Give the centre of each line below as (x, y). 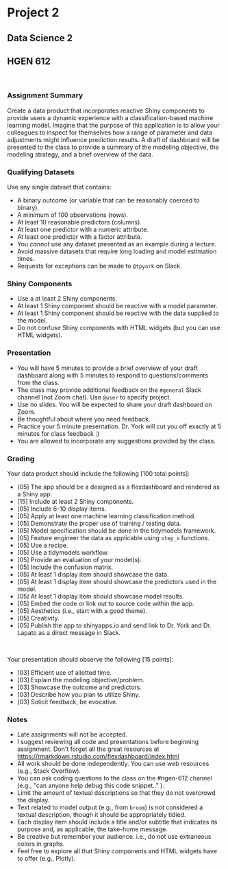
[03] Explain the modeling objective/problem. (81, 680)
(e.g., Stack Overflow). (49, 771)
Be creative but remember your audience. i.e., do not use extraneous (114, 837)
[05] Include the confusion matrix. (65, 567)
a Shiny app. (35, 494)
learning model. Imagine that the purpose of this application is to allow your (114, 125)
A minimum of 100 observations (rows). (73, 215)
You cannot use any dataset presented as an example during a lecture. (117, 244)
